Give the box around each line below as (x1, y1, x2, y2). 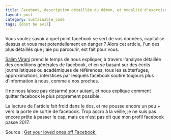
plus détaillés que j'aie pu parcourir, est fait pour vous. (5, 46, 120, 52)
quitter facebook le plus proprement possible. (5, 93, 101, 99)
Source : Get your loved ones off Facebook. (5, 129, 97, 135)
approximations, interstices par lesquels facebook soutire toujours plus (5, 72, 154, 79)
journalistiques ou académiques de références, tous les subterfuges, (5, 67, 150, 73)
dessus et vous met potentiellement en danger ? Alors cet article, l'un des (5, 41, 160, 47)
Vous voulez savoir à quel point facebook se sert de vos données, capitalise (5, 36, 165, 42)
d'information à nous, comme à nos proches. (5, 78, 99, 84)
